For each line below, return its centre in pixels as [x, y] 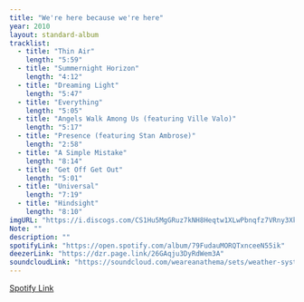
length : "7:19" [54, 195]
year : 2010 [30, 26]
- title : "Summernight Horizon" [79, 69]
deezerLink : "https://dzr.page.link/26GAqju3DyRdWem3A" [117, 254]
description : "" [40, 237]
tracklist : [30, 43]
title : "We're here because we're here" [87, 18]
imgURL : [24, 220]
